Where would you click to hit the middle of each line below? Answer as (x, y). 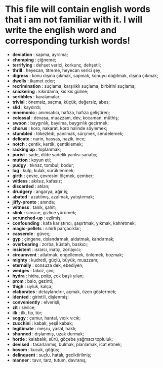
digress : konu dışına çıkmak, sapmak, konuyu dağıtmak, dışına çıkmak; (85, 75)
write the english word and (61, 30)
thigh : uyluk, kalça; (32, 286)
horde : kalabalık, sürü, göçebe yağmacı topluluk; (62, 339)
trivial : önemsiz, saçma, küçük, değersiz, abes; (61, 102)
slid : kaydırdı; (27, 107)
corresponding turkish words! (68, 41)
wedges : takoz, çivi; (34, 270)
